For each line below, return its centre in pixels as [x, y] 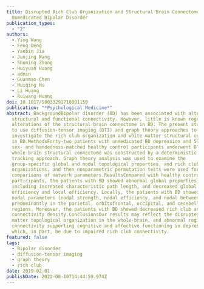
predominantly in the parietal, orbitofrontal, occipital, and [93, 204]
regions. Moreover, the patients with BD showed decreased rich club [101, 209]
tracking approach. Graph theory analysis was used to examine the [99, 158]
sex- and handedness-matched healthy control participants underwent [101, 147]
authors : [17, 35]
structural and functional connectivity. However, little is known [99, 119]
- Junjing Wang [31, 57]
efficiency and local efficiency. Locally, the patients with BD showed [106, 192]
